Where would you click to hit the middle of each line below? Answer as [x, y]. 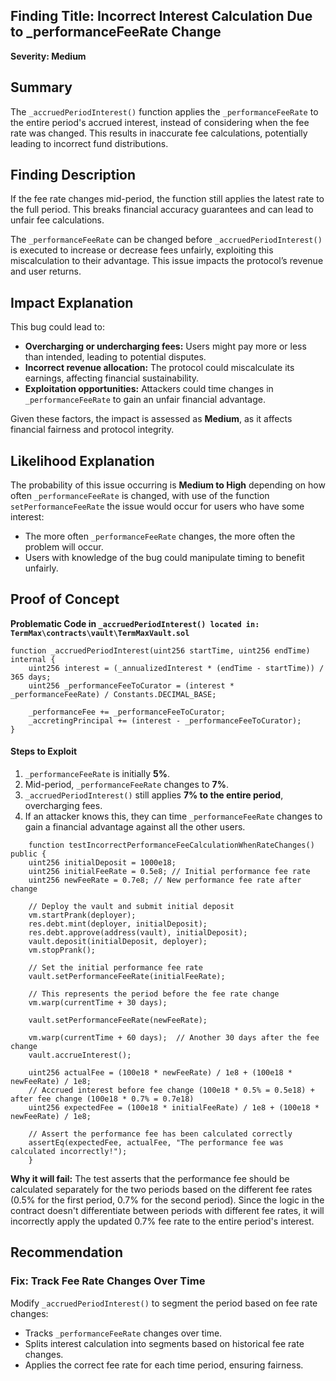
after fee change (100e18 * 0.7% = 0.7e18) [102, 1099]
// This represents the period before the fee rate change [154, 994]
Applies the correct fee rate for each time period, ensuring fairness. [164, 1365]
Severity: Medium [48, 56]
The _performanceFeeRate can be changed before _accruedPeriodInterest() [166, 240]
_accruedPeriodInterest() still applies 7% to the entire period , [154, 795]
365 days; [31, 677]
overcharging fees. [63, 806]
